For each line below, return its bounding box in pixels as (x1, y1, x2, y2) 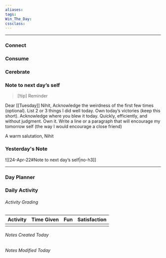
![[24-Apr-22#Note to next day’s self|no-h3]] (5, 157, 96, 163)
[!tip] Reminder (17, 93, 48, 99)
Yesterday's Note (5, 145, 48, 152)
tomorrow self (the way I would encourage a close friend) (5, 124, 123, 129)
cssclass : (5, 21, 26, 26)
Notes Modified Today (5, 247, 51, 253)
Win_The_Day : (5, 16, 32, 21)
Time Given (31, 216, 59, 223)
